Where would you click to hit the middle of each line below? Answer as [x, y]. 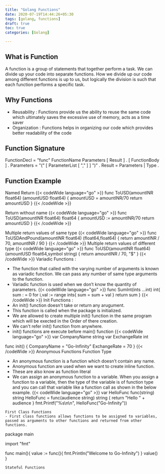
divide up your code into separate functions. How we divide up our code [79, 74]
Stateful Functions [25, 468]
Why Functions [29, 100]
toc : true [15, 28]
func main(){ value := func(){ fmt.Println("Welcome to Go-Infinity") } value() [82, 453]
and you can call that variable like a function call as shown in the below [84, 387]
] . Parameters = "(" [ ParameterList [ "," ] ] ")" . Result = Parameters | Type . [82, 165]
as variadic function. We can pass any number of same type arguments [85, 274]
